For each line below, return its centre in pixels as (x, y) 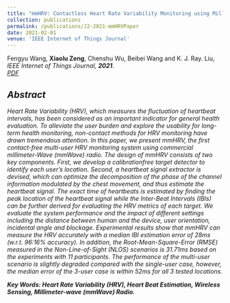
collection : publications (44, 20)
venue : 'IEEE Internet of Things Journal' (68, 39)
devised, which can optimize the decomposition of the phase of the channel (115, 176)
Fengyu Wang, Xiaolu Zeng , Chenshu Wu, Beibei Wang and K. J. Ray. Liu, (111, 58)
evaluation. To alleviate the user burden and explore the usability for (104, 125)
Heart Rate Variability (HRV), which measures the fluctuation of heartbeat (111, 111)
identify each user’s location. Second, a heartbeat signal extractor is (104, 169)
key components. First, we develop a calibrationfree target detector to (106, 162)
